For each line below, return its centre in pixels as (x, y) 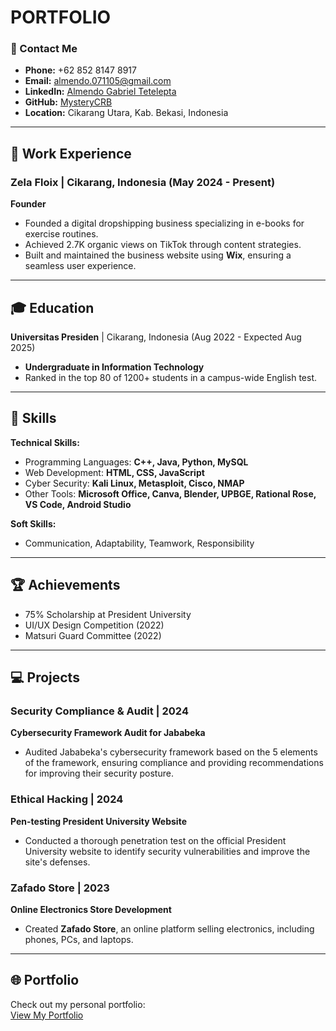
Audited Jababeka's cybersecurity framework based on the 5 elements (171, 752)
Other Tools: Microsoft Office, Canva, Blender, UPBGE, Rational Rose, (170, 493)
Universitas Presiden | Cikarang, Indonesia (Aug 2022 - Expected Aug (156, 337)
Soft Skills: (33, 523)
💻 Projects (45, 677)
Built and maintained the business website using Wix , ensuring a (158, 255)
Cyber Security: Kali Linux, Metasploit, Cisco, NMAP (134, 483)
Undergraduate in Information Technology (114, 367)
